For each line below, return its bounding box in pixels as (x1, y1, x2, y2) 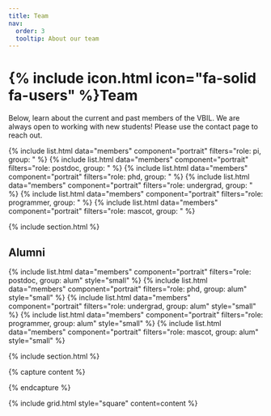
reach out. (8, 130, 43, 140)
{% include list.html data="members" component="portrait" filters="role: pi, (8, 146, 261, 156)
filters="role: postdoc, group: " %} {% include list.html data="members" (8, 163, 248, 173)
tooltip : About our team (15, 34, 100, 43)
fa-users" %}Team (8, 87, 138, 105)
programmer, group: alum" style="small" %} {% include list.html (8, 319, 222, 328)
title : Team (8, 11, 49, 20)
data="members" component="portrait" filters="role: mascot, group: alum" (8, 327, 259, 337)
